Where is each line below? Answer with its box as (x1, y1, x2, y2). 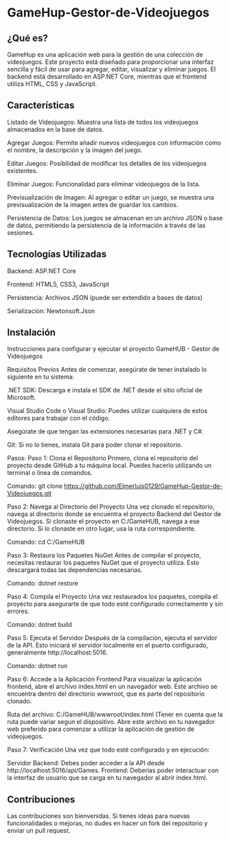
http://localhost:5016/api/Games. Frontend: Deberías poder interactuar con (7, 766, 219, 775)
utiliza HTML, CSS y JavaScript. (7, 80, 97, 87)
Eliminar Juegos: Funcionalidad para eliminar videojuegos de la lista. (7, 180, 200, 188)
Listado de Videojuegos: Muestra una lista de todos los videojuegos (7, 118, 199, 126)
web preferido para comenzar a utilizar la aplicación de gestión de (7, 725, 194, 734)
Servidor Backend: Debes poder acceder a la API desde (7, 759, 165, 767)
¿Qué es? (7, 32, 48, 44)
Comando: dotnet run (7, 662, 68, 670)
